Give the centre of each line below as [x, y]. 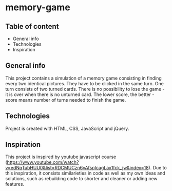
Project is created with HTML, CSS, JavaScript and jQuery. [67, 128]
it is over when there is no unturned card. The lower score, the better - [80, 94]
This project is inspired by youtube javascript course [61, 157]
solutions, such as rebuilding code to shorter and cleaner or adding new [81, 179]
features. [15, 184]
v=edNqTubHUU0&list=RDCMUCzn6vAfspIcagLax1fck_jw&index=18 [77, 168]
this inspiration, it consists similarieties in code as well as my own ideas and [85, 173]
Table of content [32, 26]
